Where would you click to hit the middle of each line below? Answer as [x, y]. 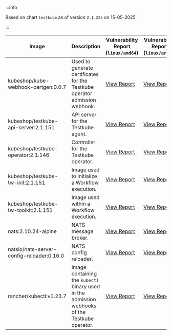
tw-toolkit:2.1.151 [30, 210]
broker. [80, 238]
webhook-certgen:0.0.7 [37, 87]
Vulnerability [122, 40]
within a [81, 204]
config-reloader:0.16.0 [36, 256]
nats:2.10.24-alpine [33, 231]
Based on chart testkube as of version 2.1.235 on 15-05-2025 [70, 17]
